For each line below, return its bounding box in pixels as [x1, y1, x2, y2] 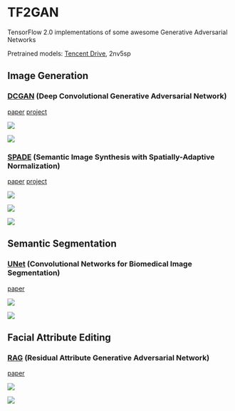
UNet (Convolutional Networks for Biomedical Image [7, 259, 192, 269]
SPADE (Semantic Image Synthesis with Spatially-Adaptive [7, 152, 215, 162]
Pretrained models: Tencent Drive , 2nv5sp [7, 49, 132, 58]
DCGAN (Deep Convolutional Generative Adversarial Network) [7, 91, 227, 101]
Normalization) [7, 161, 61, 171]
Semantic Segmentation [7, 238, 117, 250]
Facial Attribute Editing [7, 332, 112, 343]
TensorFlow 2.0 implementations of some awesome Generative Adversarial [7, 28, 228, 36]
